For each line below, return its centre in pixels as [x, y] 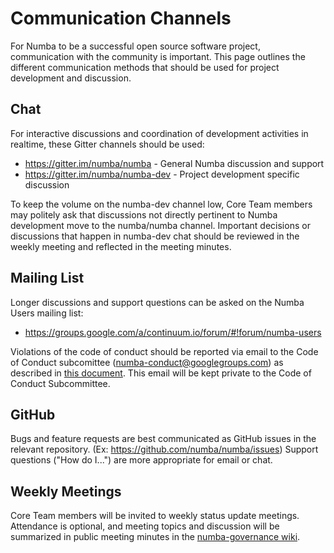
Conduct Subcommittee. [60, 383]
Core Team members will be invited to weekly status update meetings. [155, 516]
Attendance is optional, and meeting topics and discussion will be [145, 526]
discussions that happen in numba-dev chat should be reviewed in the [155, 236]
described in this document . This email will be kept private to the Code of [161, 373]
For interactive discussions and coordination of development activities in [159, 133]
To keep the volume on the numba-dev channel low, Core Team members [161, 204]
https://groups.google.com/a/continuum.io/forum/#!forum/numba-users [173, 332]
